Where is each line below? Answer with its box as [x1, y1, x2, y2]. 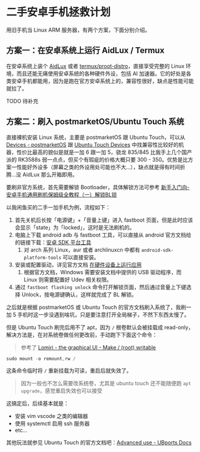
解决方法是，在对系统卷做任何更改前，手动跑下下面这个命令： [6, 331, 158, 338]
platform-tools [23, 255, 61, 261]
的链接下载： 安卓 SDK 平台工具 [14, 239, 92, 246]
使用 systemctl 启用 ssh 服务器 [14, 420, 90, 427]
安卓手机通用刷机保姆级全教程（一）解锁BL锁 [6, 191, 117, 198]
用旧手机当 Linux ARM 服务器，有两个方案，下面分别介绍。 [6, 26, 151, 33]
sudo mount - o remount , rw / [6, 355, 76, 361]
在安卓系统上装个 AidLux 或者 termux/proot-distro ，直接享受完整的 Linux [6, 62, 185, 69]
